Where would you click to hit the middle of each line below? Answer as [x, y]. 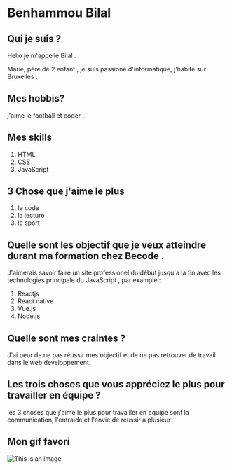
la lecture [31, 216]
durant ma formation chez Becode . [86, 256]
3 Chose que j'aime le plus [66, 192]
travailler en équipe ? [54, 395]
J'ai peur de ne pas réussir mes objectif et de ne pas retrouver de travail [111, 355]
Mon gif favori [39, 442]
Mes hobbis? [36, 98]
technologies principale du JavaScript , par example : [84, 280]
